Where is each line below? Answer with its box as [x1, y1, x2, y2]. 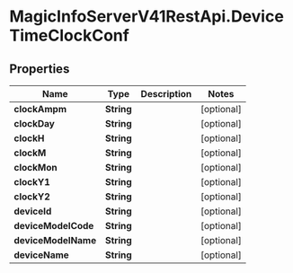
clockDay [13, 118, 56, 129]
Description [140, 88, 192, 100]
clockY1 [13, 176, 51, 188]
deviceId [13, 205, 52, 217]
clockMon [13, 162, 58, 173]
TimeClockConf [9, 25, 130, 46]
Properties [9, 61, 70, 76]
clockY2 [13, 190, 51, 203]
